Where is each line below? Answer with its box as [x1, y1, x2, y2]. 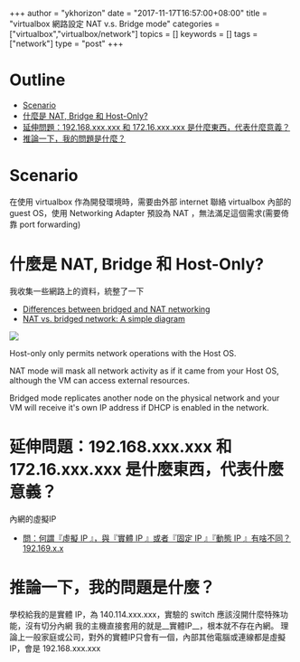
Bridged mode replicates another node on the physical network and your [9, 392, 280, 403]
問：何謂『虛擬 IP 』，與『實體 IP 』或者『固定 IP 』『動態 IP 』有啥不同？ [22, 533, 292, 544]
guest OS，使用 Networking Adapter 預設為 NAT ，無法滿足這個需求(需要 [9, 207, 282, 218]
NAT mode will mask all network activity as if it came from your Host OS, [9, 365, 279, 376]
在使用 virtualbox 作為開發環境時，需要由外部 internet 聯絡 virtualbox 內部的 [9, 196, 292, 207]
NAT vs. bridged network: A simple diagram [22, 313, 185, 324]
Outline [9, 70, 66, 90]
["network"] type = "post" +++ [9, 38, 124, 49]
